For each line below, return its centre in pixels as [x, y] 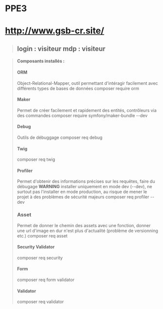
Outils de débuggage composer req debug [60, 137]
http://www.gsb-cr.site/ [55, 31]
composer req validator [40, 302]
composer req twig [36, 159]
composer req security [40, 258]
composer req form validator [45, 280]
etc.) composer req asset [42, 236]
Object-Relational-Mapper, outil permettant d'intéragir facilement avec [87, 83]
